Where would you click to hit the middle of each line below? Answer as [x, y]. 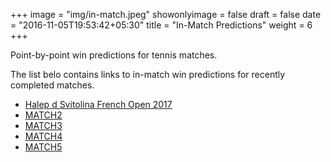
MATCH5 [43, 147]
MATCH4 [43, 136]
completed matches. [52, 85]
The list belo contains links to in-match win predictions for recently [148, 74]
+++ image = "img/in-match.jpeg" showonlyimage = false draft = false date [166, 14]
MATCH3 [43, 125]
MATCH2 [43, 115]
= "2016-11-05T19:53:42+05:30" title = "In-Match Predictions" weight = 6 [161, 25]
